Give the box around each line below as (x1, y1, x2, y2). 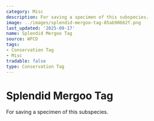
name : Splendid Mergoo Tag (6, 31, 73, 37)
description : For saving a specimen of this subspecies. (6, 14, 149, 20)
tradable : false (6, 58, 46, 64)
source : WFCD (6, 36, 38, 42)
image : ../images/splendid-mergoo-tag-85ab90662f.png (6, 19, 142, 25)
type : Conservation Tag (6, 63, 65, 70)
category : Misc (6, 8, 44, 15)
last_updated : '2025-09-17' (6, 25, 76, 31)
